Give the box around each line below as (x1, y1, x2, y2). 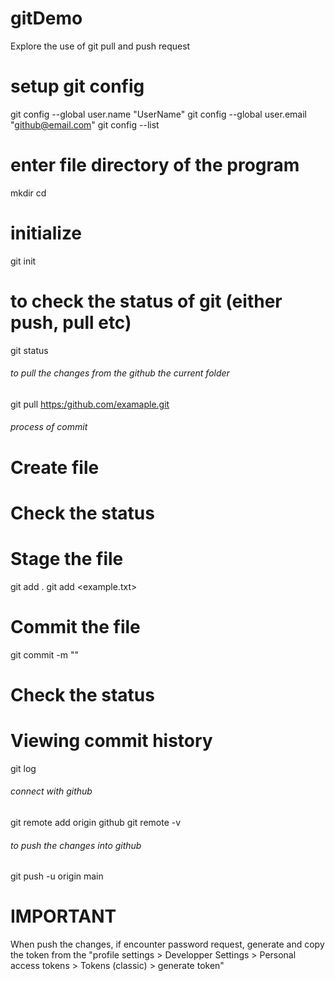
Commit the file (10, 615, 141, 638)
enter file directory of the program (10, 154, 300, 177)
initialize (10, 222, 83, 244)
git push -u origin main (10, 870, 104, 882)
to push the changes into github (10, 839, 142, 851)
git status (10, 344, 49, 356)
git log (10, 762, 37, 774)
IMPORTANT (10, 905, 117, 928)
